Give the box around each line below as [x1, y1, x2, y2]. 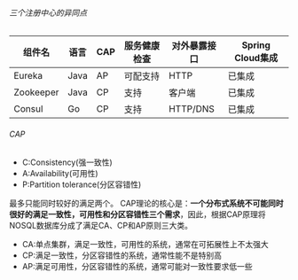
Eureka [13, 70, 43, 82]
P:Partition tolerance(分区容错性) [21, 179, 142, 190]
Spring [241, 39, 271, 51]
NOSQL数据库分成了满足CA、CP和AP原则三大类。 [9, 221, 193, 231]
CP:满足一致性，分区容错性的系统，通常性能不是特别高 [21, 250, 222, 261]
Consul [13, 103, 43, 115]
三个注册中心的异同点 [9, 7, 87, 18]
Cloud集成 [234, 52, 278, 65]
